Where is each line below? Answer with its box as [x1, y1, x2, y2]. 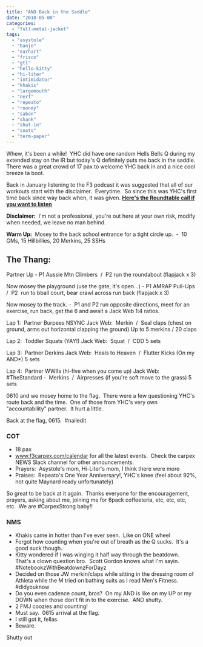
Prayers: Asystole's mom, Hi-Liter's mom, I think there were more [15, 465, 180, 472]
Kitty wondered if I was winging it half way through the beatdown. [15, 551, 180, 558]
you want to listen [6, 200, 53, 207]
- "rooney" [12, 105, 39, 111]
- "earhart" [12, 49, 42, 55]
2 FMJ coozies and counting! [15, 603, 88, 610]
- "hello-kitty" [12, 65, 53, 72]
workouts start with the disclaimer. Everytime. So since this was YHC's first [6, 187, 197, 195]
